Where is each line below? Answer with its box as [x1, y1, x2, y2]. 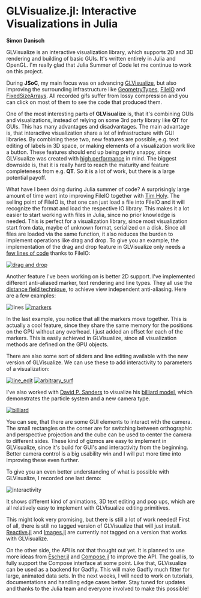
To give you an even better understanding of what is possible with [6, 468, 169, 475]
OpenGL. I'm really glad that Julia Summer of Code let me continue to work [6, 61, 192, 69]
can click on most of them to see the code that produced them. [6, 98, 163, 106]
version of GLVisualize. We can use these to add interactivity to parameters [6, 359, 193, 366]
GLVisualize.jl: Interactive [6, 4, 137, 18]
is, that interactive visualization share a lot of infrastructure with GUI [6, 129, 174, 136]
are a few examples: [6, 291, 56, 299]
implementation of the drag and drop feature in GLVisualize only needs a [6, 243, 185, 250]
